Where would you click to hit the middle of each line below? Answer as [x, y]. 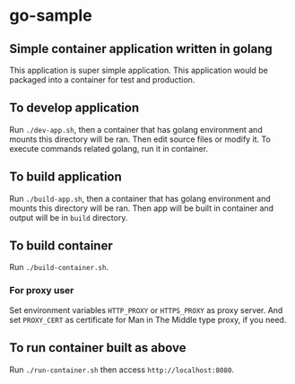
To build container [61, 246]
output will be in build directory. [69, 217]
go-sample [51, 16]
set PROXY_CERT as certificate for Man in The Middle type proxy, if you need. [148, 319]
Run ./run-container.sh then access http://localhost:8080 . [122, 370]
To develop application [74, 108]
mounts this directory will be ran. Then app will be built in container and [142, 208]
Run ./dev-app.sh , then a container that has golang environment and [136, 129]
